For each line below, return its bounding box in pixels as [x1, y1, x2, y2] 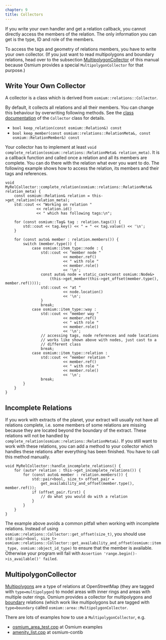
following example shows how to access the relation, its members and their [5, 165, 159, 171]
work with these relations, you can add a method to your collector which [5, 443, 153, 449]
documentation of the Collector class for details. [5, 115, 105, 121]
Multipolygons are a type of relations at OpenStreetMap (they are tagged [5, 583, 154, 589]
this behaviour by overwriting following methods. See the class [5, 110, 134, 116]
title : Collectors [5, 12, 43, 17]
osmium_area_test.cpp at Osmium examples [12, 624, 103, 630]
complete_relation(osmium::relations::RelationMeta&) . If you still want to [5, 438, 158, 444]
